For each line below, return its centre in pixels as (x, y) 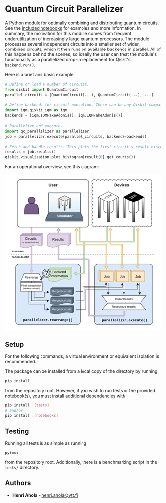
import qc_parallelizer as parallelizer (47, 131)
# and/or (14, 410)
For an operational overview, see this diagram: (52, 167)
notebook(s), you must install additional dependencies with (65, 396)
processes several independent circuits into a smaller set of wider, (73, 44)
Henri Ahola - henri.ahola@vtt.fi (45, 495)
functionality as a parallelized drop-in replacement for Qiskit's (68, 59)
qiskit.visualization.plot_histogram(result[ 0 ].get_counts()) (70, 157)
